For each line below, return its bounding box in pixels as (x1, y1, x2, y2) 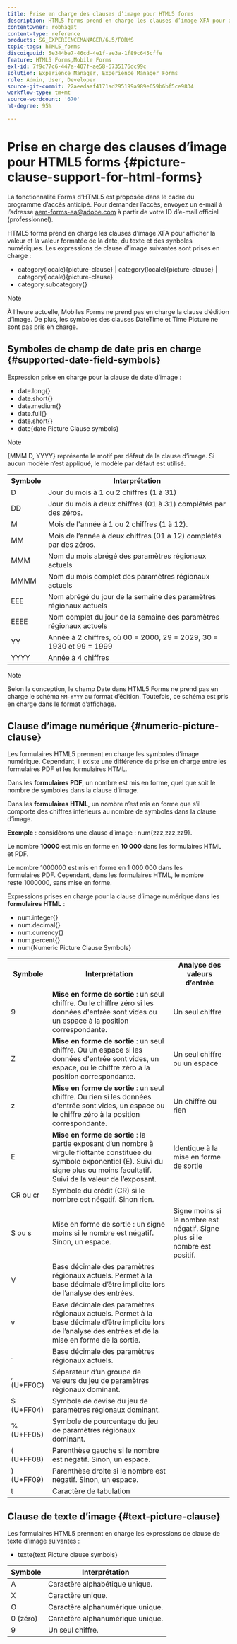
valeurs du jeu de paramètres (51, 1376, 150, 1386)
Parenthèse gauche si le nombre (51, 1446, 160, 1456)
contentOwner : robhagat (7, 23, 78, 30)
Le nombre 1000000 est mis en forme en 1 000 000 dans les (7, 864, 183, 872)
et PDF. (7, 850, 29, 858)
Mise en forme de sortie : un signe (51, 1220, 166, 1229)
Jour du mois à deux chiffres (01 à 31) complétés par (48, 499, 226, 509)
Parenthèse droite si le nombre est (51, 1466, 166, 1476)
